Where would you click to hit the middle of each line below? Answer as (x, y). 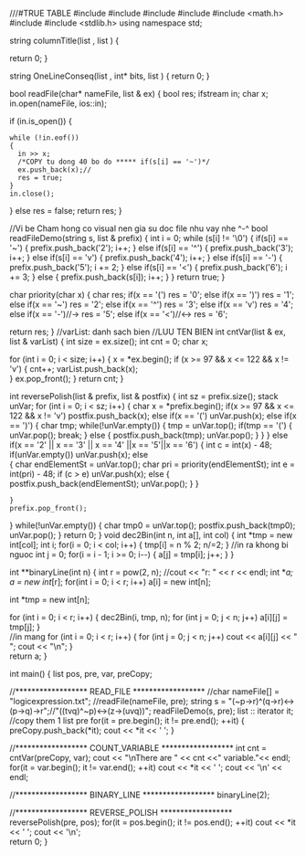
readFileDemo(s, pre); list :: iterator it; (223, 711)
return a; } (28, 656)
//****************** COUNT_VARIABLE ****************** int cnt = (138, 748)
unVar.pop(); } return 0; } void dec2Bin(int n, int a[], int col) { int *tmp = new (151, 535)
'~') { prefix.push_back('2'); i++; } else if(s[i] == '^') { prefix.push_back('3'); (152, 248)
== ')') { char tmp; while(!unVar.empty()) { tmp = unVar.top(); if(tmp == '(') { (151, 425)
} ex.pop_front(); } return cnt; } (67, 379)
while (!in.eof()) (44, 138)
